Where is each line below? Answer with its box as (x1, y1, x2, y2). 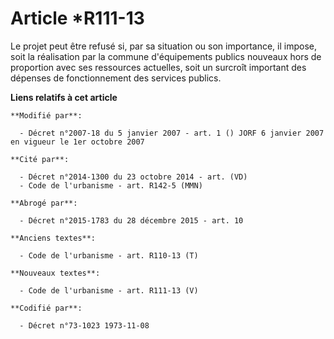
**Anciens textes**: (10, 233, 97, 243)
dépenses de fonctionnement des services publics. (10, 72, 222, 84)
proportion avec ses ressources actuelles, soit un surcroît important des (10, 61, 307, 73)
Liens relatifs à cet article (10, 91, 118, 103)
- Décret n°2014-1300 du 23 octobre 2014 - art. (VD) (19, 172, 248, 182)
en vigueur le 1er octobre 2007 (10, 137, 145, 147)
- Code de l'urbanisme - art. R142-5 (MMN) (19, 180, 203, 191)
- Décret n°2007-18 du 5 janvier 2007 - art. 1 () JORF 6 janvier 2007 (19, 128, 325, 138)
